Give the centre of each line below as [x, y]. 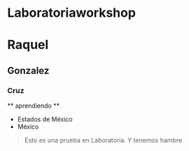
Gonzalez [28, 70]
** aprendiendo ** [34, 106]
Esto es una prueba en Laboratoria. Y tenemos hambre [103, 141]
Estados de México [45, 120]
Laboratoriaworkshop [72, 13]
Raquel [28, 45]
